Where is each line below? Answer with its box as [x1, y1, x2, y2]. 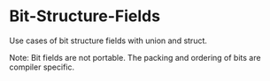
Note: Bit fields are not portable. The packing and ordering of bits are [9, 52, 261, 63]
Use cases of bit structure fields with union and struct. [9, 35, 208, 46]
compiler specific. [9, 62, 75, 72]
